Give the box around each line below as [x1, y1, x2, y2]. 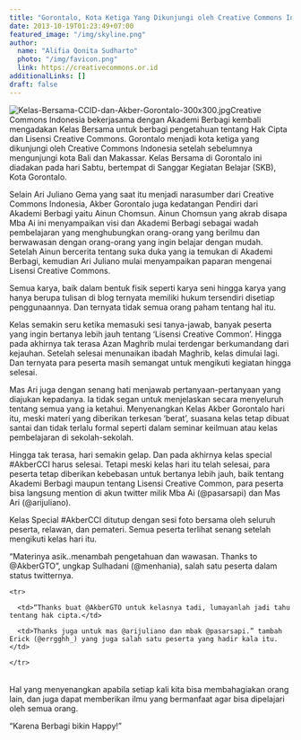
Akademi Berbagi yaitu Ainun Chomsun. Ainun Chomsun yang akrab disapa [9, 207, 288, 218]
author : [9, 38, 39, 48]
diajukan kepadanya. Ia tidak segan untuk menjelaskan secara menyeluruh [9, 393, 284, 404]
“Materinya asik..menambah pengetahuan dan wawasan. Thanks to [9, 551, 258, 561]
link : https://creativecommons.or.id [17, 64, 159, 73]
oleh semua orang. [9, 702, 79, 714]
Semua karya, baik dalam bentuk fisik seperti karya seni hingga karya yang [9, 282, 287, 293]
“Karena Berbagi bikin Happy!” [9, 720, 123, 731]
